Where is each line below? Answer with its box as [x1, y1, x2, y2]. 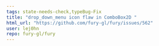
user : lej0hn [6, 25, 39, 32]
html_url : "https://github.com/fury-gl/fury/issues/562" [6, 20, 154, 26]
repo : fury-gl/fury [6, 31, 56, 37]
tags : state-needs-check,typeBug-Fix [6, 8, 102, 15]
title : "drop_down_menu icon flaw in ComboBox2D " [6, 14, 137, 20]
